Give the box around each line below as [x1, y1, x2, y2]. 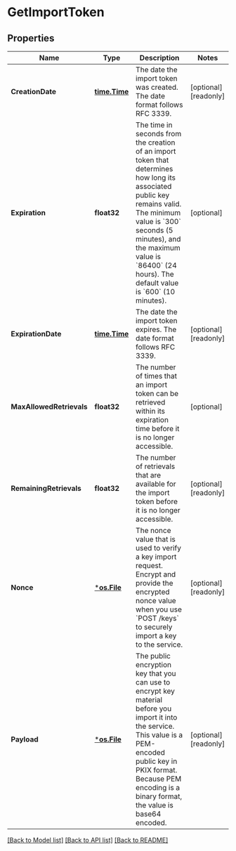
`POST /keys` [136, 614, 179, 623]
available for [136, 479, 177, 489]
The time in [136, 120, 173, 130]
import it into [136, 713, 178, 722]
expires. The [136, 324, 177, 334]
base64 [136, 809, 162, 819]
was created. [136, 82, 179, 92]
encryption [136, 660, 172, 669]
